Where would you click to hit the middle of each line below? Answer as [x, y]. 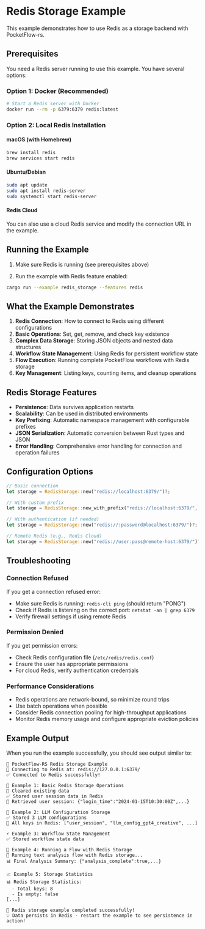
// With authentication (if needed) [53, 519]
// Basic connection [33, 486]
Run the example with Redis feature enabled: [71, 276]
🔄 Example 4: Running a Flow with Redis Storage [69, 849]
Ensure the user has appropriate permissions [72, 664]
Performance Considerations [50, 686]
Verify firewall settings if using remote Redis [70, 616]
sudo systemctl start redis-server [52, 196]
